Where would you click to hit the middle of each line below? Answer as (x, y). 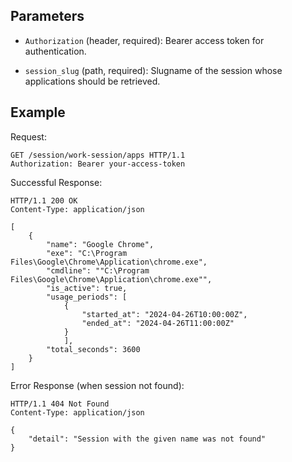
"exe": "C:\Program (87, 253)
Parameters (47, 16)
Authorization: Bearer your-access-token (98, 164)
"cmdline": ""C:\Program (98, 270)
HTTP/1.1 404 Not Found (60, 404)
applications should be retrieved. (92, 81)
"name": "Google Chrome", (100, 244)
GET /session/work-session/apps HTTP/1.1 (98, 155)
